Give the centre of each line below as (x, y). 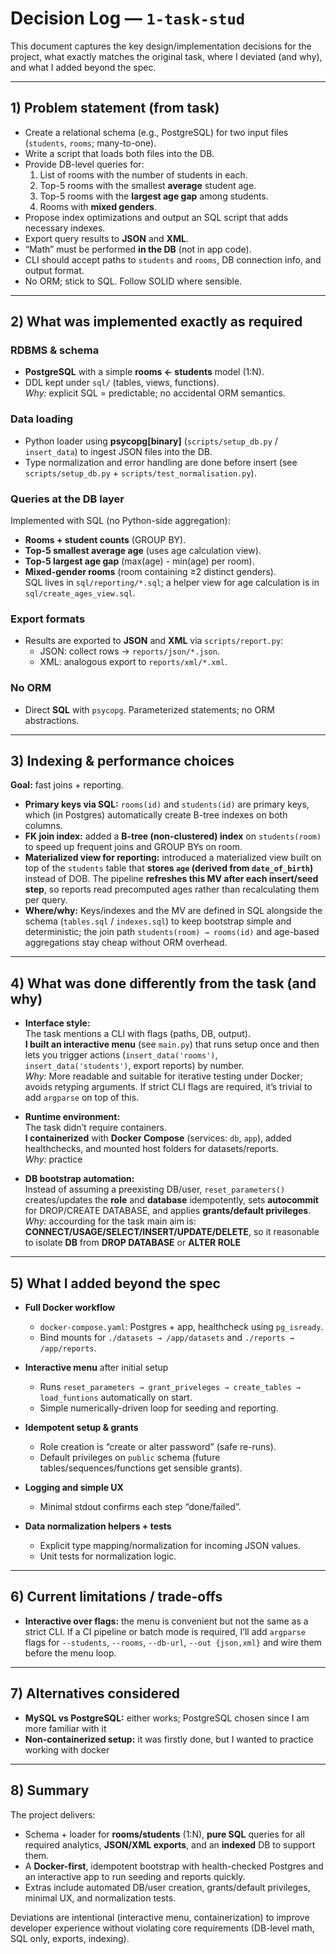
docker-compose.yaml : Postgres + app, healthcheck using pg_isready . (181, 1327)
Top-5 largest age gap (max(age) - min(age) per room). (139, 561)
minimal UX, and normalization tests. (100, 1898)
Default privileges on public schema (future (130, 1458)
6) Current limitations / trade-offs (116, 1597)
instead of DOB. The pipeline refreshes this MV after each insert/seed (171, 879)
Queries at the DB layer (67, 499)
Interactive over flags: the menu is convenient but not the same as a (166, 1621)
